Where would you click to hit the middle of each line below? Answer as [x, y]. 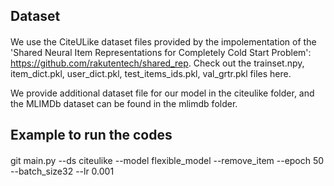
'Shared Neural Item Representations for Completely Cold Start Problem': [161, 52]
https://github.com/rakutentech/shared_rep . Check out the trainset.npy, [157, 63]
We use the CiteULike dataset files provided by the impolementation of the [163, 41]
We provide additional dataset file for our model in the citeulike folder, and [162, 93]
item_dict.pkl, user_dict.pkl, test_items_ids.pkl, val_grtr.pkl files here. [151, 73]
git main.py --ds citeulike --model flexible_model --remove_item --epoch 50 [167, 160]
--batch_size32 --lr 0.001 [62, 171]
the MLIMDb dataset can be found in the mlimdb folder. [124, 103]
